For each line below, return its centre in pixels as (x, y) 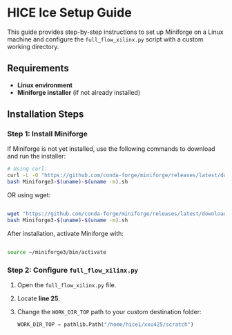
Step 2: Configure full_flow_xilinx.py (72, 270)
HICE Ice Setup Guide (70, 13)
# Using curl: (28, 169)
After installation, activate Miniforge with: (66, 233)
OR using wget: (29, 195)
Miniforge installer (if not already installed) (78, 92)
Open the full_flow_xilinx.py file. (67, 284)
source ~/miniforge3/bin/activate (57, 252)
